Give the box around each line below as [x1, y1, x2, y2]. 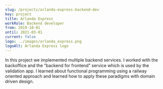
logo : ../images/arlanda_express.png [5, 39, 82, 44]
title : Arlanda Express [5, 16, 54, 21]
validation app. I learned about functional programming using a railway [5, 68, 147, 74]
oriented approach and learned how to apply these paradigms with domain [5, 73, 155, 79]
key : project [5, 12, 32, 17]
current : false [5, 35, 36, 40]
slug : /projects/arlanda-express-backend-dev [5, 7, 99, 12]
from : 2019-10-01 [5, 25, 41, 30]
